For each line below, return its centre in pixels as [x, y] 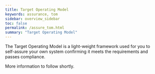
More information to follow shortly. [40, 66]
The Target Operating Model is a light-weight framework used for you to [78, 46]
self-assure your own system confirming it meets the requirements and [77, 51]
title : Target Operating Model [37, 10]
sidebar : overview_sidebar [33, 19]
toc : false [16, 23]
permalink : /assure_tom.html [35, 28]
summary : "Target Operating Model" [41, 32]
